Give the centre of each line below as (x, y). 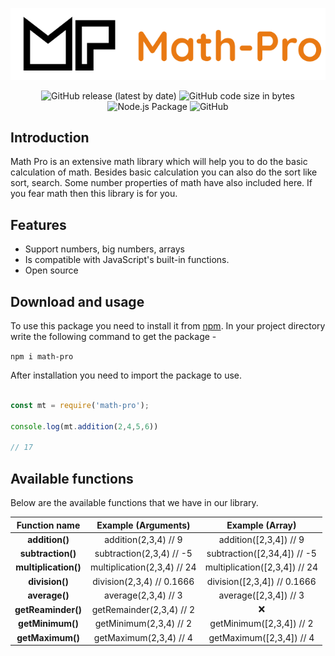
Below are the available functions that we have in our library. (134, 503)
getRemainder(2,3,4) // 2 (143, 609)
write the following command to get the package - (113, 336)
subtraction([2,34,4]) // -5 (261, 554)
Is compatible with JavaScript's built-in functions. (127, 260)
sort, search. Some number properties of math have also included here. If (161, 183)
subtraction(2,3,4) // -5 (143, 554)
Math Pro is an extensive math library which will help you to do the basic (159, 162)
